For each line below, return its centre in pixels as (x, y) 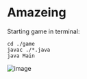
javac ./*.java (29, 50)
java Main (21, 56)
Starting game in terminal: (43, 31)
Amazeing (37, 13)
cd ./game (21, 44)
